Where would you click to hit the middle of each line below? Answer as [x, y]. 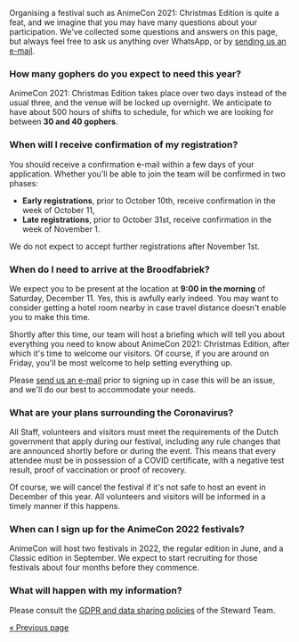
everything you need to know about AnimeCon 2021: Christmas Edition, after [149, 343]
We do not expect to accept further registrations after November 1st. [135, 246]
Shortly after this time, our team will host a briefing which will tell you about [147, 334]
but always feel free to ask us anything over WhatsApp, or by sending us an [148, 41]
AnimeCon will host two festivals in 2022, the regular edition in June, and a [146, 548]
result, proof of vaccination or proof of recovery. [98, 470]
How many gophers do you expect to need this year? [125, 73]
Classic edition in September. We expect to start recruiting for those [133, 558]
